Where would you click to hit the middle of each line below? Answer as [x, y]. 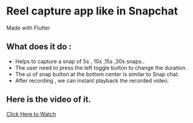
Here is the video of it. [49, 100]
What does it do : [39, 47]
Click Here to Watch [31, 114]
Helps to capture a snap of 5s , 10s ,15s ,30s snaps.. [80, 61]
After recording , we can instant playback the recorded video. [92, 80]
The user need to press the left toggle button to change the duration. [101, 68]
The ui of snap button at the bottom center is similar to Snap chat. [97, 74]
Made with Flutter [28, 28]
